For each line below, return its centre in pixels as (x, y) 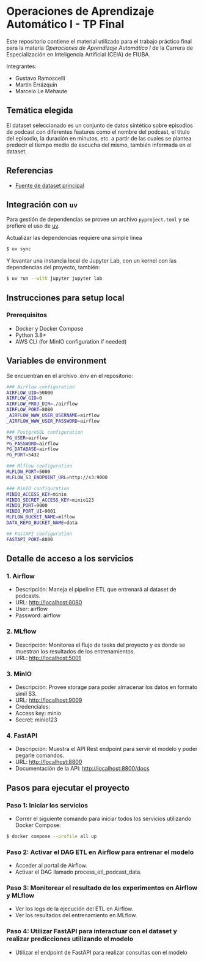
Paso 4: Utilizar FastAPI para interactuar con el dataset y (92, 931)
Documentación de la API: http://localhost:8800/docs (82, 769)
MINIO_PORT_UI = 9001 (31, 511)
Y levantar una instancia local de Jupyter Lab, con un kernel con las (92, 261)
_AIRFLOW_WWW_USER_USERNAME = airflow (53, 415)
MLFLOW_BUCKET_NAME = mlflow (41, 517)
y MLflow (20, 895)
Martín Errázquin (36, 85)
